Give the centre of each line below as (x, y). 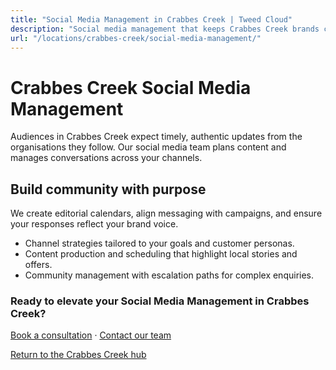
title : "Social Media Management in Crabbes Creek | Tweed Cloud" (151, 19)
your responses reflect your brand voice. (94, 224)
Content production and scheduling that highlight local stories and (161, 254)
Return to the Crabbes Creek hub (78, 355)
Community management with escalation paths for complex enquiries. (169, 275)
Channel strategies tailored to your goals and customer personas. (159, 243)
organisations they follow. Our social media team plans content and (148, 147)
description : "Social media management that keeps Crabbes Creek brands (165, 29)
